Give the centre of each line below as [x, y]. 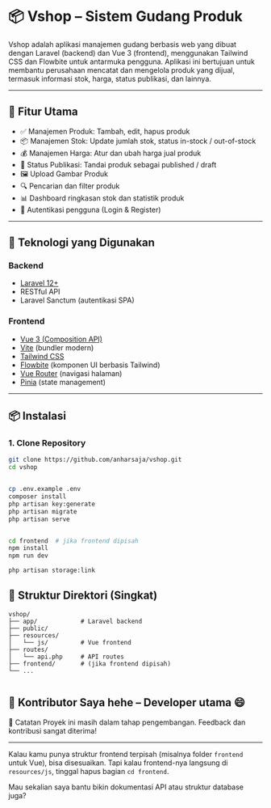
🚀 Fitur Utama [43, 112]
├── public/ [28, 628]
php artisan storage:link [52, 571]
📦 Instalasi [38, 416]
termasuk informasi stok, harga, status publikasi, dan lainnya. [110, 78]
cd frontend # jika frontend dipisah [73, 541]
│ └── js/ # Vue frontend [70, 642]
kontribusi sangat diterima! [52, 730]
